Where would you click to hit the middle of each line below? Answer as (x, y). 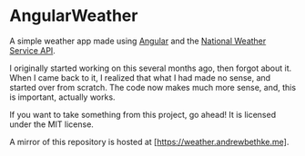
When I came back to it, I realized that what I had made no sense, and (140, 77)
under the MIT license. (51, 124)
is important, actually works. (62, 97)
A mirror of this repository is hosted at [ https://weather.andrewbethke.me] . (149, 141)
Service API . (33, 50)
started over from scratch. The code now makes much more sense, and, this (153, 87)
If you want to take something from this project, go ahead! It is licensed (142, 114)
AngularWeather (74, 16)
